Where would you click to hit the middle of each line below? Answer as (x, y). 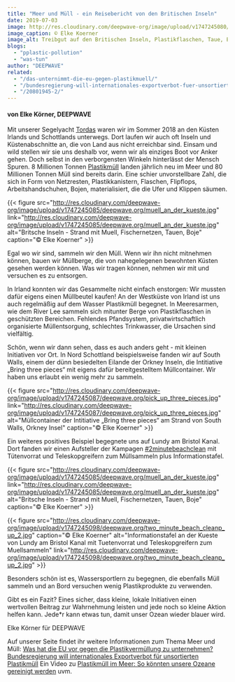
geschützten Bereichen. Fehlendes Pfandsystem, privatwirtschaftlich (107, 319)
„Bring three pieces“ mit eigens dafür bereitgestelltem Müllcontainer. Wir (112, 370)
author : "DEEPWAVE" (36, 66)
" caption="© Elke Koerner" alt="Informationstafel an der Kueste (125, 535)
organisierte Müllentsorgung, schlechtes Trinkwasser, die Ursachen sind (111, 327)
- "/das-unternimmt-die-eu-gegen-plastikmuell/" (86, 79)
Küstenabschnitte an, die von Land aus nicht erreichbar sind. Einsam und (112, 145)
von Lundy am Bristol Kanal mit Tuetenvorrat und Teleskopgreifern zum (110, 543)
